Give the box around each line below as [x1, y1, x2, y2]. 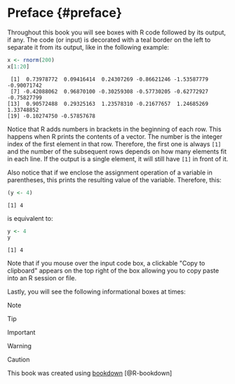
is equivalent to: [7, 214, 53, 222]
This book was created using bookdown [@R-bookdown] [7, 369, 173, 378]
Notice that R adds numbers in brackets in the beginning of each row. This [7, 125, 222, 133]
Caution [7, 355, 30, 364]
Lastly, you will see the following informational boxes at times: [7, 287, 186, 296]
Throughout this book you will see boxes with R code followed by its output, [7, 28, 227, 36]
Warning [7, 342, 32, 350]
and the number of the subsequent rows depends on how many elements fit [7, 147, 227, 156]
